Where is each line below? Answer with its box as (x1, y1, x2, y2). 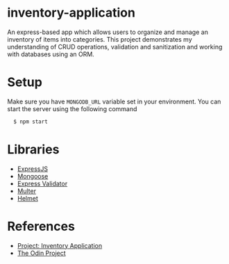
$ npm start (13, 118, 49, 125)
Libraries (7, 141, 60, 157)
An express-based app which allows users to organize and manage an (7, 28, 208, 36)
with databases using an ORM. (7, 50, 95, 58)
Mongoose (17, 172, 49, 180)
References (7, 218, 75, 234)
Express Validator (17, 179, 68, 188)
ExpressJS (17, 165, 49, 173)
